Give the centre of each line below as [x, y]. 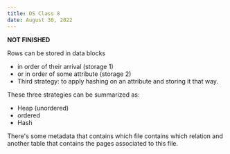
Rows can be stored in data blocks [56, 53]
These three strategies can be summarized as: [73, 95]
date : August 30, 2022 [40, 20]
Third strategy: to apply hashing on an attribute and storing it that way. [118, 81]
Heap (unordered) [43, 108]
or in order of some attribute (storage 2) [74, 74]
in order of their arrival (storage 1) [65, 66]
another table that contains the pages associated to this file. [93, 143]
